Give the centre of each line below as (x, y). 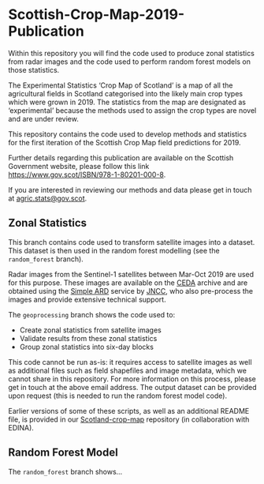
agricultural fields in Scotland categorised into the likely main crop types (125, 93)
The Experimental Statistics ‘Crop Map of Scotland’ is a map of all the (121, 85)
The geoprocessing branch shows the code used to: (92, 314)
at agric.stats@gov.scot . (48, 198)
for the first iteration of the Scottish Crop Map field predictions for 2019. (125, 142)
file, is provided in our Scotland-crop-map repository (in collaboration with (129, 419)
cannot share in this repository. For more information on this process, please (132, 379)
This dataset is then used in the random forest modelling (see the (114, 250)
